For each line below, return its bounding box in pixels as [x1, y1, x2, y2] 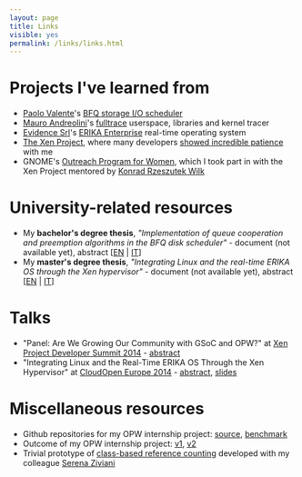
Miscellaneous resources [9, 399, 205, 419]
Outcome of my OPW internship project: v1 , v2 [22, 438, 197, 449]
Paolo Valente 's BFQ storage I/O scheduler [22, 108, 184, 119]
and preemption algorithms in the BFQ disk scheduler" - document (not [22, 237, 291, 248]
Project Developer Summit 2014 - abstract [22, 347, 180, 359]
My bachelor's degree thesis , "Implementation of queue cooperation [22, 228, 284, 239]
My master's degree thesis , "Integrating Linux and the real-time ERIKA [22, 256, 290, 268]
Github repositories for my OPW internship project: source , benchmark [22, 429, 288, 439]
